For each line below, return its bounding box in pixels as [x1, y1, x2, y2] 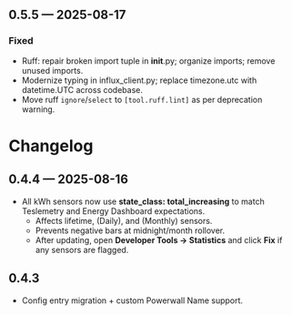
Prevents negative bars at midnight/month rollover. [35, 225, 225, 236]
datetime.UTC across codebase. [21, 84, 143, 95]
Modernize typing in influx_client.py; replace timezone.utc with [21, 75, 257, 86]
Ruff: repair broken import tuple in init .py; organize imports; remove [21, 55, 276, 66]
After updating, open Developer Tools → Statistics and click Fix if [35, 234, 283, 245]
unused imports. [21, 65, 84, 76]
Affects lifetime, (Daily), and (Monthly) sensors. [35, 215, 213, 226]
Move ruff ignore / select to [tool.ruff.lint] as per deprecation [21, 94, 263, 105]
